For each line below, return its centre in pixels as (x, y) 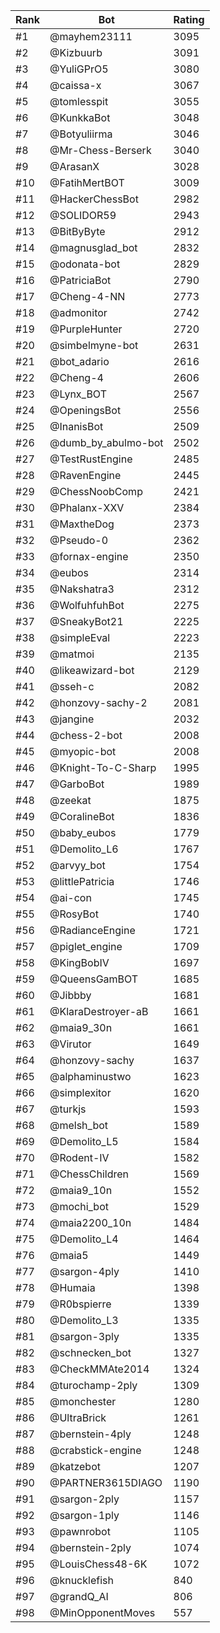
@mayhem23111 (91, 36)
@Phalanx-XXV (87, 507)
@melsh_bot (79, 1125)
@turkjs (68, 1109)
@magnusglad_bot (93, 247)
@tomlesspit (79, 101)
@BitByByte (77, 231)
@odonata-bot (85, 264)
